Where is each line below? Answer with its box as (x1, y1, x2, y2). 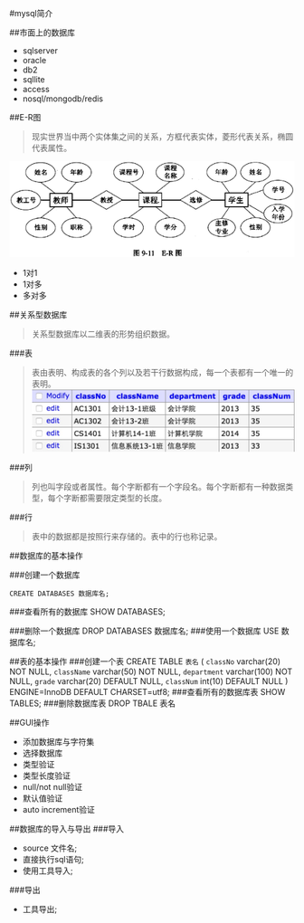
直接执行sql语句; (22, 853, 84, 864)
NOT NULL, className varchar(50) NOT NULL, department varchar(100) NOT (9, 666, 292, 677)
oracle (22, 55, 47, 65)
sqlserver (22, 45, 59, 56)
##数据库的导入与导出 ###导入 (9, 823, 125, 834)
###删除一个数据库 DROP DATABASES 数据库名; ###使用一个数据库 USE (9, 625, 280, 636)
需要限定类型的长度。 (87, 492, 167, 503)
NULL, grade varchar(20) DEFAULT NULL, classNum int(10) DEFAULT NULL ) (9, 675, 289, 686)
